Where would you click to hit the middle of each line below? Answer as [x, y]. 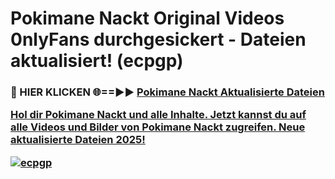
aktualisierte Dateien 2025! [78, 140]
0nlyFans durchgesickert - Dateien [158, 39]
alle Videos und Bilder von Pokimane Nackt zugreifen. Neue [158, 127]
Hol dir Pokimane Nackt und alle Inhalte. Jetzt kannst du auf [158, 115]
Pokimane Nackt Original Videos [147, 18]
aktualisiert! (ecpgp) [97, 61]
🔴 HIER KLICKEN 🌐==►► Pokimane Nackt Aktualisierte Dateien [167, 92]
